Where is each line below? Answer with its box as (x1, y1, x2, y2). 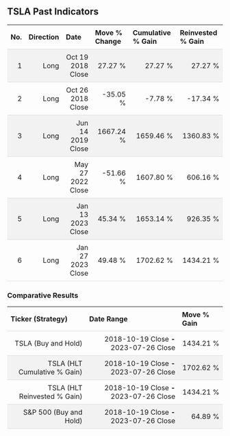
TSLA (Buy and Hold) (14, 339, 83, 348)
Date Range (88, 314, 128, 324)
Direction (28, 32, 60, 42)
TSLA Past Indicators (7, 6, 99, 18)
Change (94, 36, 122, 46)
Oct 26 (66, 85, 89, 94)
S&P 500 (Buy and (23, 407, 83, 417)
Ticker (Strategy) (10, 314, 68, 324)
